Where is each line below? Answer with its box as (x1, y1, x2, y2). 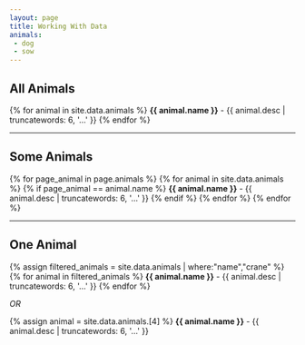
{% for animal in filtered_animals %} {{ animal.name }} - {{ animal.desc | (9, 271, 281, 281)
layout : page (9, 13, 59, 23)
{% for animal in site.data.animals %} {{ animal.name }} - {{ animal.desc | (9, 104, 286, 115)
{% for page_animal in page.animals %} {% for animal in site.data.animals (9, 173, 284, 184)
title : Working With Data (9, 22, 107, 31)
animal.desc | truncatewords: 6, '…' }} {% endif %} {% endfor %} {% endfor (9, 192, 291, 203)
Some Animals (9, 149, 93, 164)
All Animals (9, 81, 75, 96)
